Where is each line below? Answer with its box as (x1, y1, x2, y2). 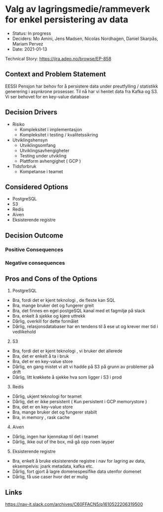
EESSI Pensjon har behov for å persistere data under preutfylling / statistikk (5, 83, 158, 89)
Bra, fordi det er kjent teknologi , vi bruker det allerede (12, 348, 122, 354)
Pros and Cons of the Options (5, 275, 97, 283)
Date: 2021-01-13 (12, 46, 47, 52)
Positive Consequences (5, 246, 63, 253)
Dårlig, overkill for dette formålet (12, 318, 79, 325)
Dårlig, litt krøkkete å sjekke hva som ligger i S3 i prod (12, 374, 122, 380)
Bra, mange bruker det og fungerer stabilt (12, 409, 97, 415)
